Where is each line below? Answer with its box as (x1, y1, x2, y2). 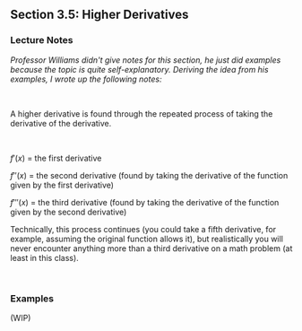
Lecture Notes (10, 34, 73, 47)
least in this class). (10, 252, 79, 263)
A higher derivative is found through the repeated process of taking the (10, 108, 273, 119)
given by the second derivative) (10, 206, 127, 217)
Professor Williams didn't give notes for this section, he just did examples (10, 54, 281, 65)
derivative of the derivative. (10, 118, 112, 128)
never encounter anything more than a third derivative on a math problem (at (10, 242, 293, 254)
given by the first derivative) (10, 179, 115, 190)
